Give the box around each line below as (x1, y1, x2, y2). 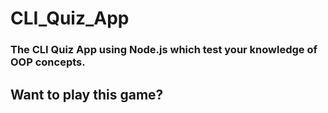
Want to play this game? (10, 86, 164, 103)
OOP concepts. (10, 55, 86, 69)
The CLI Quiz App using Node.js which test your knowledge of (10, 43, 318, 57)
